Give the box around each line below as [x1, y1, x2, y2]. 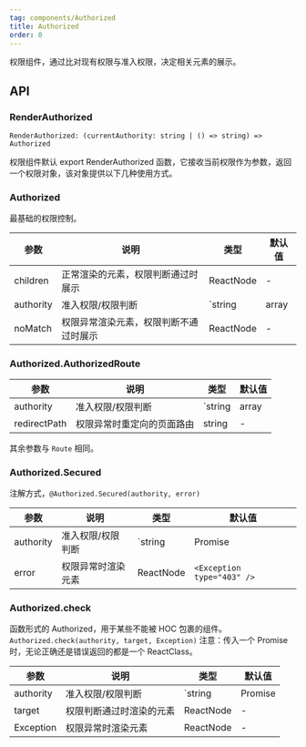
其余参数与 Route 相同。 [9, 443, 98, 454]
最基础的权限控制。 [9, 213, 82, 224]
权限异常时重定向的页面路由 [76, 417, 195, 430]
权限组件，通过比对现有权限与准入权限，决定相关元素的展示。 [9, 56, 241, 67]
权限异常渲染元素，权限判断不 [61, 316, 189, 329]
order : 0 [9, 30, 43, 39]
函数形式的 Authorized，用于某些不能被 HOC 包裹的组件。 [9, 623, 228, 634]
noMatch [14, 322, 53, 335]
